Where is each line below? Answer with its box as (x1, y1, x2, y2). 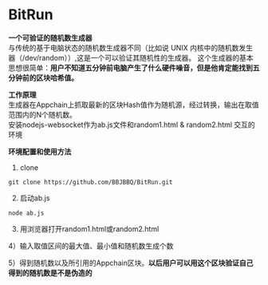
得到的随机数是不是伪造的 (8, 267, 93, 277)
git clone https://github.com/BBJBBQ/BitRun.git (8, 178, 173, 186)
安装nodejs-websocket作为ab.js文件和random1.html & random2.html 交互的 (8, 120, 255, 129)
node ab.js (8, 209, 45, 217)
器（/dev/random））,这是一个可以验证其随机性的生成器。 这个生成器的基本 (8, 53, 254, 62)
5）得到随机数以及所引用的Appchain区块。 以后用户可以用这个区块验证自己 (8, 258, 254, 267)
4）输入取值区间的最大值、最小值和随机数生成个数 (8, 241, 174, 251)
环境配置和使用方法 (8, 146, 72, 156)
